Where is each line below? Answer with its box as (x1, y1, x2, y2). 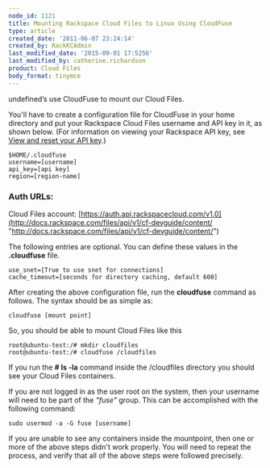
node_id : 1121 (8, 11, 56, 20)
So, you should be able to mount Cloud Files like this (8, 325, 183, 335)
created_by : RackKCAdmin (8, 42, 92, 50)
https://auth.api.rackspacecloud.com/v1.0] (80, 209, 222, 219)
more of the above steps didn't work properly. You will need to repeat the (8, 441, 251, 452)
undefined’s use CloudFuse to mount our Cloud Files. (8, 94, 185, 103)
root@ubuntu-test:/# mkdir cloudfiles (8, 341, 139, 349)
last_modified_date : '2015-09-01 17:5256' (8, 49, 153, 57)
